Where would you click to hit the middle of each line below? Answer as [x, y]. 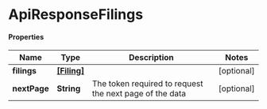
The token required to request [147, 84]
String [69, 88]
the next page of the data [139, 94]
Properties [26, 36]
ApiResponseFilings [76, 15]
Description [151, 58]
